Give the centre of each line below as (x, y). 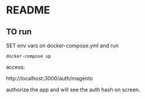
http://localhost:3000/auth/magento (50, 78)
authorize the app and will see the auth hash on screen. (73, 90)
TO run (19, 32)
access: (16, 67)
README (28, 10)
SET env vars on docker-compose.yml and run (63, 45)
